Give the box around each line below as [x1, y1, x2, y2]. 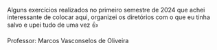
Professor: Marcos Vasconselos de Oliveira [7, 37, 129, 45]
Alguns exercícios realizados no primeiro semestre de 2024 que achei [7, 6, 205, 14]
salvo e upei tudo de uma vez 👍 [7, 21, 98, 29]
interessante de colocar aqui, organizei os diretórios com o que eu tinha [7, 13, 211, 21]
